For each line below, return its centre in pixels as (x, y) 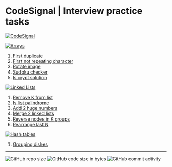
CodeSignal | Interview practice (74, 11)
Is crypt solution (30, 77)
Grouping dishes (30, 144)
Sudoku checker (30, 72)
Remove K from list (33, 97)
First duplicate (28, 56)
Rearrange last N (30, 124)
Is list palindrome (31, 103)
